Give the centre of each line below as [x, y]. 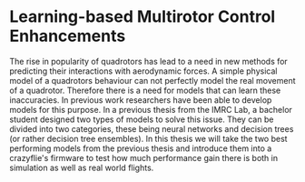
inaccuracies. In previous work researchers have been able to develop [141, 100]
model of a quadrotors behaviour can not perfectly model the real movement [153, 80]
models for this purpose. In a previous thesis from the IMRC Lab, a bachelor [151, 109]
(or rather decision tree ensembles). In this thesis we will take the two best [148, 138]
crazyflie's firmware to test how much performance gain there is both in [144, 157]
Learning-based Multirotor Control [143, 17]
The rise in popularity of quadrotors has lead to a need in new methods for [148, 61]
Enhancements [68, 36]
